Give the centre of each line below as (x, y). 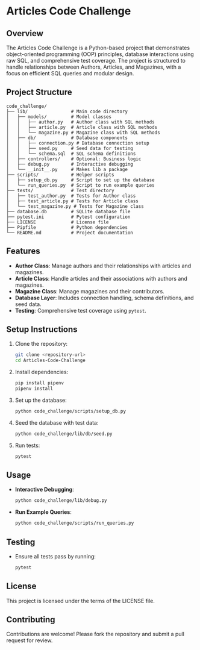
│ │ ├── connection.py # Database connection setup (78, 143)
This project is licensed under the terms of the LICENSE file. (81, 601)
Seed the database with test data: (57, 422)
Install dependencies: (42, 372)
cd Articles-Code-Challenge (50, 361)
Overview (25, 33)
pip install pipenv (39, 383)
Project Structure (39, 92)
